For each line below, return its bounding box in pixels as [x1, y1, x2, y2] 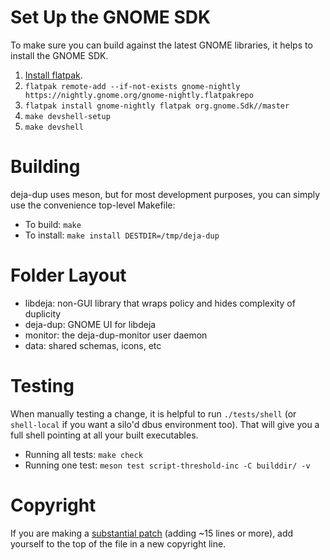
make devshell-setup [24, 111, 111, 121]
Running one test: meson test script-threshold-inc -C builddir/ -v [24, 459, 311, 471]
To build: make [24, 218, 82, 230]
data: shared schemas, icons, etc [24, 339, 162, 351]
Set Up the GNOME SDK [10, 6, 212, 29]
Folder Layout [10, 264, 127, 287]
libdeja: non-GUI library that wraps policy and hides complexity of [24, 297, 296, 309]
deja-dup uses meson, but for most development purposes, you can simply [10, 188, 321, 200]
